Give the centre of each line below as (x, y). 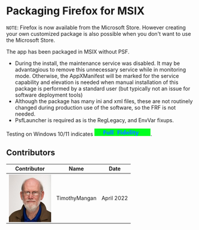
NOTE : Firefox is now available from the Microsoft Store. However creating (96, 27)
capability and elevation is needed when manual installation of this (97, 82)
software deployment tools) (49, 95)
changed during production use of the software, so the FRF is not (95, 107)
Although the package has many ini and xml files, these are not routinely (104, 101)
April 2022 (115, 198)
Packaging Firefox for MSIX (76, 11)
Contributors (31, 153)
